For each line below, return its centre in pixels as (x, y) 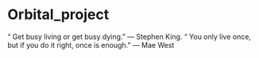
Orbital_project (58, 15)
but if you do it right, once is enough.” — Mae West (91, 44)
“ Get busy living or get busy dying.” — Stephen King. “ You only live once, (129, 37)
